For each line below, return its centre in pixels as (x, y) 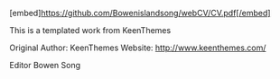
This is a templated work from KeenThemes (90, 30)
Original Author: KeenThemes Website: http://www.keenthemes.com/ (138, 48)
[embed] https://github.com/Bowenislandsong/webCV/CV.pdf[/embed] (140, 13)
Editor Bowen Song (45, 65)
